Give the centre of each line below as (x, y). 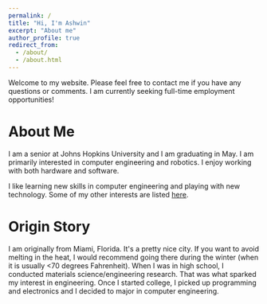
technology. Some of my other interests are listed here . (98, 194)
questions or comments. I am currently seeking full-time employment (122, 91)
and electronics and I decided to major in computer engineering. (114, 290)
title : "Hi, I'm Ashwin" (49, 23)
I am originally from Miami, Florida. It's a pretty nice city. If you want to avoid (133, 248)
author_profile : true (44, 38)
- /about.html (39, 60)
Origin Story (49, 227)
